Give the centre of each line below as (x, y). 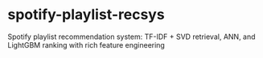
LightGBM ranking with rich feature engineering (86, 44)
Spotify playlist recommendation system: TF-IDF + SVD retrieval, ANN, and (131, 37)
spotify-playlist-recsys (86, 15)
